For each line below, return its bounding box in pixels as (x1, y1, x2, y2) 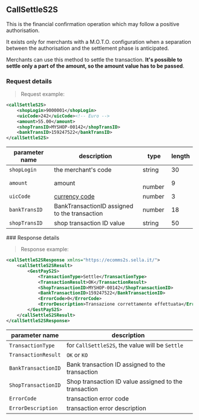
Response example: (20, 246, 69, 253)
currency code (54, 193, 95, 201)
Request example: (20, 91, 65, 98)
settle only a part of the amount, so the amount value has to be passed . (6, 62, 185, 69)
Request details (6, 77, 52, 85)
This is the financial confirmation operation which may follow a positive (6, 20, 179, 27)
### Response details (6, 234, 60, 242)
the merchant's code (54, 166, 112, 174)
